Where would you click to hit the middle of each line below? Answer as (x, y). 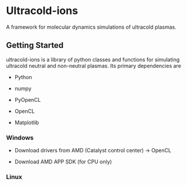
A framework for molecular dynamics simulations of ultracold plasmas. (91, 27)
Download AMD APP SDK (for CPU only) (63, 162)
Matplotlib (27, 122)
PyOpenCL (28, 100)
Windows (20, 138)
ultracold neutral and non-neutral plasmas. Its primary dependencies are (94, 66)
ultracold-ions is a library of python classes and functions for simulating (93, 59)
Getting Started (35, 45)
